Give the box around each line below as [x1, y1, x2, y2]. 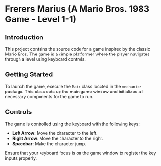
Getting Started [5, 71, 53, 79]
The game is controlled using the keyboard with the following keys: [5, 121, 140, 127]
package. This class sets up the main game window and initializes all [5, 89, 143, 94]
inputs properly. [5, 155, 37, 161]
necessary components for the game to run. [5, 93, 94, 99]
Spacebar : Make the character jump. [12, 140, 86, 147]
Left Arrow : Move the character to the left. [12, 130, 98, 136]
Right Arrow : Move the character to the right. [12, 135, 103, 141]
